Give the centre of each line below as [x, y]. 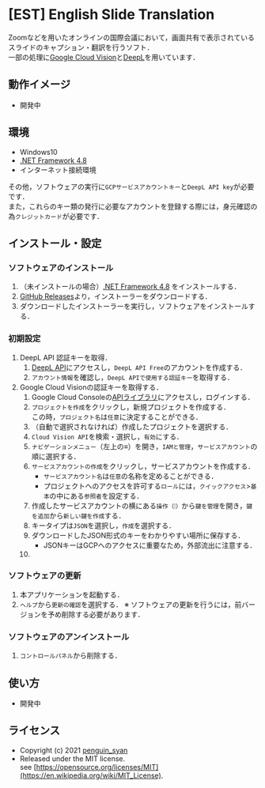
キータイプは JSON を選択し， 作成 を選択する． [104, 525]
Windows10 [38, 152]
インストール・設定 [55, 243]
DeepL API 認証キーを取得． [66, 357]
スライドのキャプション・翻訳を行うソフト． [81, 47]
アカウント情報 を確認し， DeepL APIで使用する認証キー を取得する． [133, 377]
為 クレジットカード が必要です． [56, 216]
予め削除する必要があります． [96, 614]
